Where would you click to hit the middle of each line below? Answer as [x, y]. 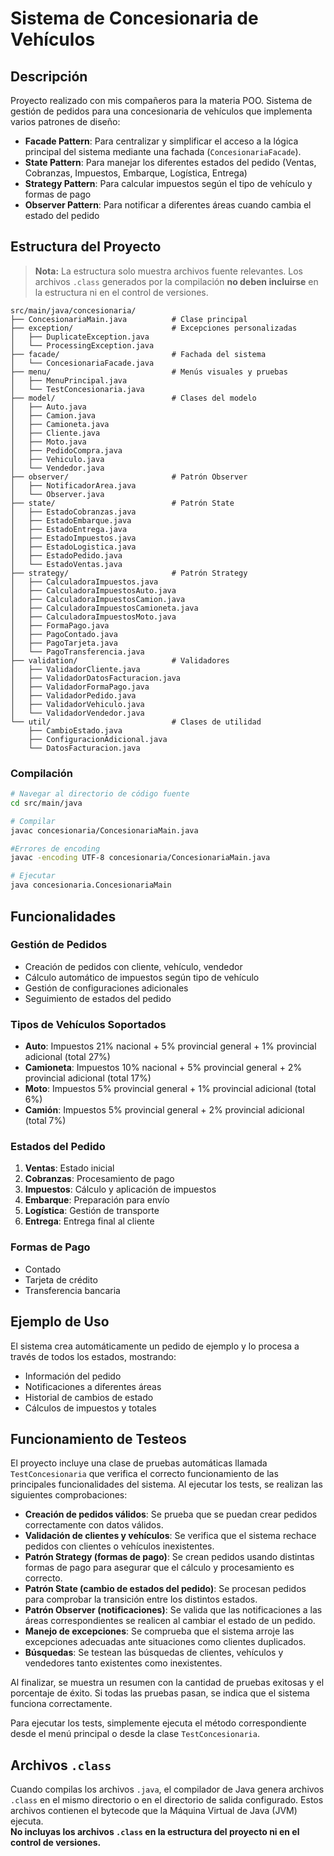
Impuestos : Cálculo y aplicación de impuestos [120, 1189]
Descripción [49, 76]
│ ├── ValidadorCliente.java [75, 669]
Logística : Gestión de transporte [92, 1211]
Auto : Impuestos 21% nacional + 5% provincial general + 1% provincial [170, 1046]
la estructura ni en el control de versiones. [121, 292]
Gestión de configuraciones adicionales [106, 988]
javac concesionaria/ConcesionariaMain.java [104, 830]
